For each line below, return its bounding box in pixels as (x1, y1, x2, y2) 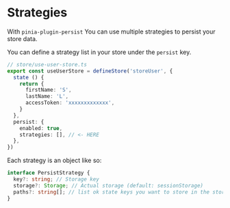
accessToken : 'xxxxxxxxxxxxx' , (25, 99, 115, 107)
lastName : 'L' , (25, 93, 69, 100)
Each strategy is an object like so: (7, 156, 102, 165)
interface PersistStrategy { (7, 170, 90, 177)
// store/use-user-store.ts (7, 61, 88, 68)
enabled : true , (19, 125, 63, 131)
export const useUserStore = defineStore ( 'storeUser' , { (7, 67, 173, 75)
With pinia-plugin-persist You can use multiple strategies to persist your (7, 27, 216, 36)
